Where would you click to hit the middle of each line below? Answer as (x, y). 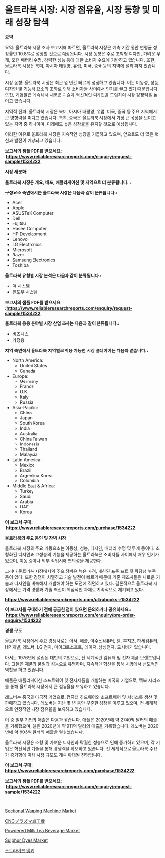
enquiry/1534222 (23, 620)
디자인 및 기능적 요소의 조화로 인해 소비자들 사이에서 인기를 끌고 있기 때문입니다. (82, 89)
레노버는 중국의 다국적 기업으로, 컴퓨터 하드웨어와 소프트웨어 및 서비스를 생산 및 (81, 697)
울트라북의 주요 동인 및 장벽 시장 (35, 538)
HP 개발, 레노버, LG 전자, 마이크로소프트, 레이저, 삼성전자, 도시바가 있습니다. (78, 647)
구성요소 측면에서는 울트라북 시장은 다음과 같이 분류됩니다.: (61, 192)
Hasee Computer (30, 228)
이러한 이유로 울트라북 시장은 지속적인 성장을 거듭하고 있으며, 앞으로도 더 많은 (79, 134)
